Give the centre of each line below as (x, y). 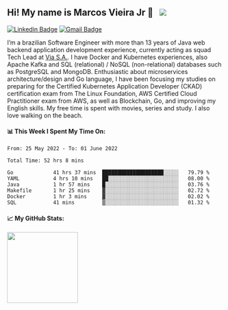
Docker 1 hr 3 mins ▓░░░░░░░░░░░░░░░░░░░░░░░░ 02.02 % (109, 197)
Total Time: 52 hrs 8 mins (46, 161)
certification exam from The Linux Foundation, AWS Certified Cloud (102, 93)
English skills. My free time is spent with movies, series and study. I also (109, 108)
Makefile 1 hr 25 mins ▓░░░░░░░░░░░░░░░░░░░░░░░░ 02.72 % (109, 191)
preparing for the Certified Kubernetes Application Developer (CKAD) (105, 86)
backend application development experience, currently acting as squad (109, 49)
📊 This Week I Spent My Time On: (56, 132)
